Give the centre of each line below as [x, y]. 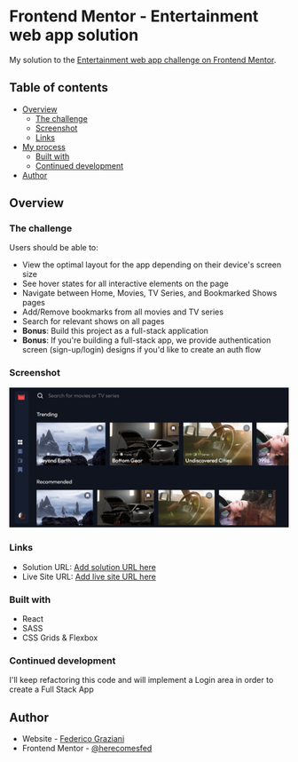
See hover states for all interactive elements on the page [125, 284]
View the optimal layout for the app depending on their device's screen [152, 265]
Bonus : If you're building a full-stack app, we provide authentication [146, 340]
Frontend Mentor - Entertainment [134, 16]
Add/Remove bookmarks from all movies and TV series [123, 312]
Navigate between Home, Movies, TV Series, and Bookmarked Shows [149, 293]
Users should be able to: [54, 248]
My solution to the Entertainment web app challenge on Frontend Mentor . [143, 60]
